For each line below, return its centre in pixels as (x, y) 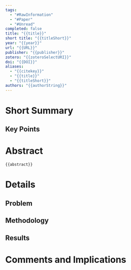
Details (20, 184)
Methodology (27, 221)
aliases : (14, 66)
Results (18, 238)
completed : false (24, 29)
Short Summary (39, 110)
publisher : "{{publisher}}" (35, 52)
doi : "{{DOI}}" (21, 62)
